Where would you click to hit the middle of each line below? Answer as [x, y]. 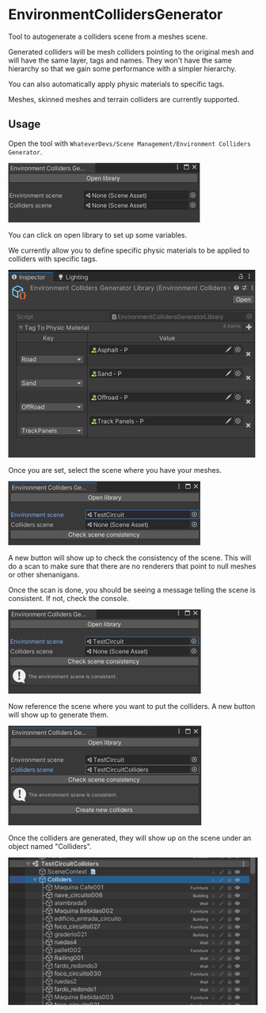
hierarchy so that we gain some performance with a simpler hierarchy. [122, 68]
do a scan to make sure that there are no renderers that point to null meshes [132, 566]
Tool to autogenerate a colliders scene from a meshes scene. [108, 36]
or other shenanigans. [44, 574]
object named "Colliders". [50, 846]
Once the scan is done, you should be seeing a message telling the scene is [132, 590]
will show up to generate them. [59, 714]
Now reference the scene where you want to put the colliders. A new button [132, 706]
